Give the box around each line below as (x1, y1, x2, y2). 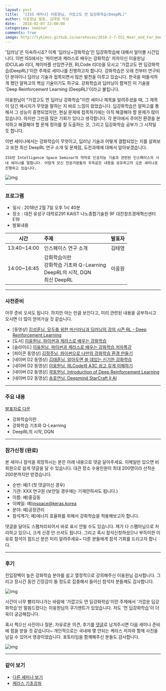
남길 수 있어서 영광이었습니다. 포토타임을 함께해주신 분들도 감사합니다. (5, 634, 140, 640)
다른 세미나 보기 (12, 674, 43, 680)
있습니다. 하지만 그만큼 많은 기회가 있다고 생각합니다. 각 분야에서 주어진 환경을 (5, 115, 156, 121)
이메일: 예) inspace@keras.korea (12, 501, 77, 507)
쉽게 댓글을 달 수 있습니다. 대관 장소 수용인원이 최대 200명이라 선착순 (22, 465, 156, 471)
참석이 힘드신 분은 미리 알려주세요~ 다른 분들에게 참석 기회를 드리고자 (14, 536, 148, 542)
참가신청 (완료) (5, 447, 39, 454)
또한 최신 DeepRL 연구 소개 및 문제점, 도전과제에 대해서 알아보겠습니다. (10, 144, 148, 150)
